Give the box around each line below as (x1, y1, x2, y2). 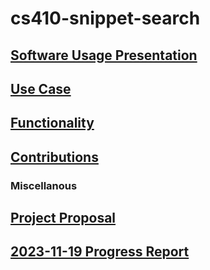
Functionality (10, 115, 95, 132)
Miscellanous (10, 178, 78, 192)
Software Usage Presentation (10, 47, 198, 64)
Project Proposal (10, 210, 117, 227)
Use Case (10, 80, 72, 97)
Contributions (10, 148, 99, 166)
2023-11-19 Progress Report (10, 243, 190, 261)
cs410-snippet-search (10, 7, 201, 30)
